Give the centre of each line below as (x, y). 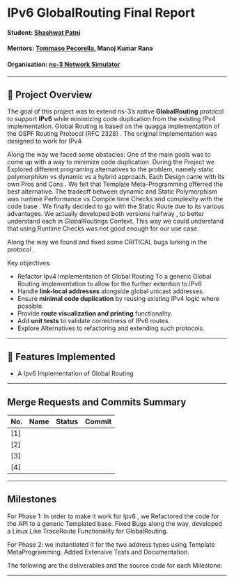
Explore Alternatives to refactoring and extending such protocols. (111, 328)
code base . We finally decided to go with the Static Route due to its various (116, 206)
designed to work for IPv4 (45, 141)
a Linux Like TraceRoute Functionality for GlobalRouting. (88, 531)
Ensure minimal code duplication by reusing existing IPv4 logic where (118, 299)
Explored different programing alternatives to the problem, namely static (111, 169)
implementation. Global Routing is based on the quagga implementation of (114, 126)
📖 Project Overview (50, 94)
